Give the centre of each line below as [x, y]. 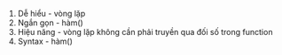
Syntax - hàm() [45, 41]
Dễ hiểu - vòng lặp [51, 14]
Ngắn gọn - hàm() [51, 23]
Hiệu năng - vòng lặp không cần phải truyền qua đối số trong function [145, 32]
